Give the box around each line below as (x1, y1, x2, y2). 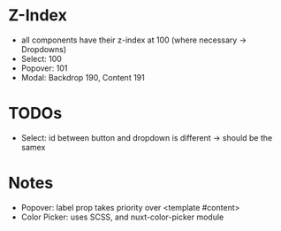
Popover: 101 (20, 63, 68, 73)
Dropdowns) (20, 43, 67, 54)
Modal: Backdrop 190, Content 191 (20, 72, 145, 82)
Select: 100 (20, 53, 63, 64)
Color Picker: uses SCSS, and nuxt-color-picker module (20, 212, 224, 222)
